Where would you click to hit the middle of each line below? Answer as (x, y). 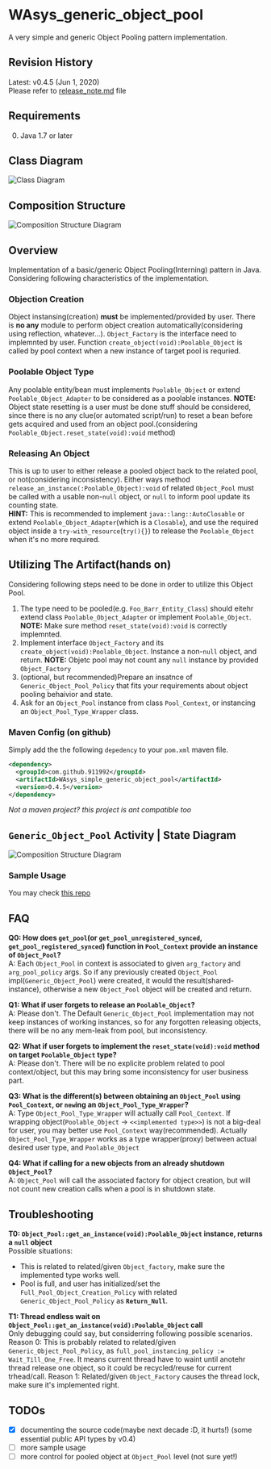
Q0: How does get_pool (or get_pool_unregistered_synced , (106, 938)
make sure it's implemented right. (64, 1385)
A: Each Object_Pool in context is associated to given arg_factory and (125, 964)
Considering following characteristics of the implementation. (109, 278)
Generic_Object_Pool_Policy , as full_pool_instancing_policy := (117, 1351)
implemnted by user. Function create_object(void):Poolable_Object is (125, 342)
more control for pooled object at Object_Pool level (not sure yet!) (129, 1457)
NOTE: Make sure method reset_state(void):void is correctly (123, 625)
